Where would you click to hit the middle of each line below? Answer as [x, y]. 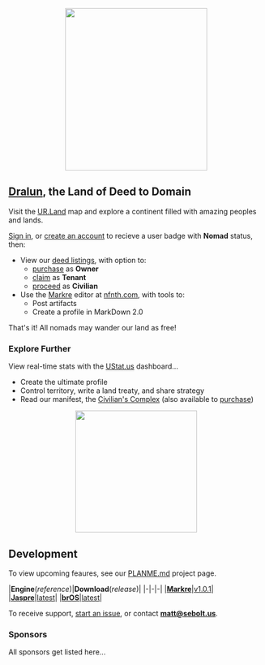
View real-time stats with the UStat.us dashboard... [93, 366]
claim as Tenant [59, 277]
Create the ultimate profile [64, 382]
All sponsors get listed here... [57, 652]
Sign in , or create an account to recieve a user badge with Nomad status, [130, 235]
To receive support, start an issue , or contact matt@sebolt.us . [113, 613]
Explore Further [40, 348]
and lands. [26, 220]
